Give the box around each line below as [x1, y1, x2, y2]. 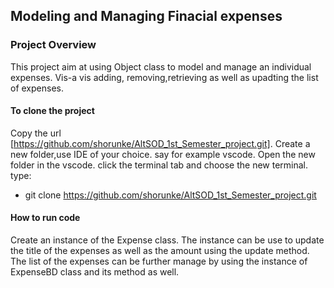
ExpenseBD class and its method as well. [10, 266, 180, 278]
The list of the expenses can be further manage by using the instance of [10, 255, 308, 268]
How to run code [10, 212, 81, 224]
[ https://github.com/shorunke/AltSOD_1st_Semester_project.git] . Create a [10, 137, 311, 149]
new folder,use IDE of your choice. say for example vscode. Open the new [10, 148, 316, 160]
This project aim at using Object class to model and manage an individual [10, 60, 312, 73]
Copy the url [10, 127, 62, 139]
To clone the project [10, 105, 95, 117]
